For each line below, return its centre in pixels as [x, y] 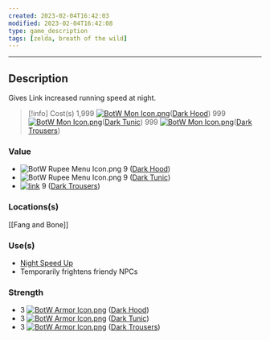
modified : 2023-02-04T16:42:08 [61, 23]
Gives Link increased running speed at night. [82, 98]
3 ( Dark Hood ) [85, 310]
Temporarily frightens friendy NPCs [79, 272]
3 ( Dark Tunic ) [85, 318]
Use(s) [22, 245]
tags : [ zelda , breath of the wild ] [68, 38]
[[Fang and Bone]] [39, 224]
